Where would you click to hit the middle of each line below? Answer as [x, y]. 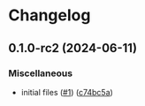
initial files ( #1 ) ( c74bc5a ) [67, 92]
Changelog [50, 15]
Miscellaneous [40, 73]
